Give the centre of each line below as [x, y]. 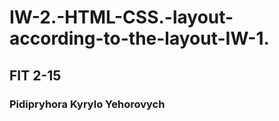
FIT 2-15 [35, 75]
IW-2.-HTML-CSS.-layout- [121, 17]
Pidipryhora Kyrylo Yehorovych [87, 104]
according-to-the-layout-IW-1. [139, 38]
